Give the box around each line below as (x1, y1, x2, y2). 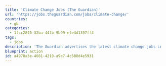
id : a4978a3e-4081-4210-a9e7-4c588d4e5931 (5, 53, 94, 59)
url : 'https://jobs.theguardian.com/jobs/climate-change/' (5, 12, 129, 17)
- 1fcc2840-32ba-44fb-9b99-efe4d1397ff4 (9, 30, 94, 35)
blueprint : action (5, 49, 43, 54)
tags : (5, 35, 16, 40)
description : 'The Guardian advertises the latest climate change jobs (5, 44, 156, 49)
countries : (5, 16, 28, 21)
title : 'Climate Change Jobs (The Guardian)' (5, 7, 100, 12)
